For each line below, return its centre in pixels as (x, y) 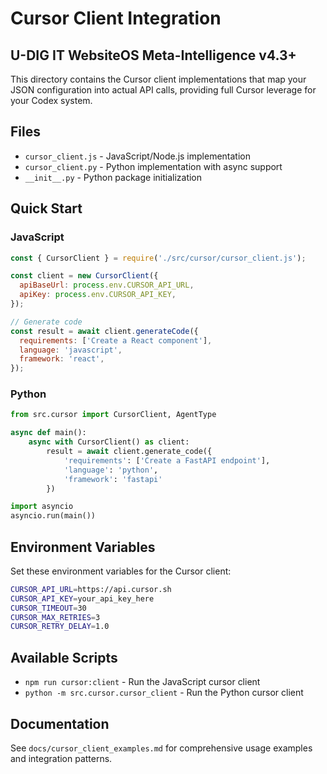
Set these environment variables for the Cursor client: (121, 571)
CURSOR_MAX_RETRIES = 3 (55, 617)
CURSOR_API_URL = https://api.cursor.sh (91, 589)
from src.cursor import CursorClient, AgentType (113, 415)
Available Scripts (64, 657)
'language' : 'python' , (111, 470)
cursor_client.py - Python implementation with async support (153, 166)
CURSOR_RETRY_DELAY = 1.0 (60, 627)
